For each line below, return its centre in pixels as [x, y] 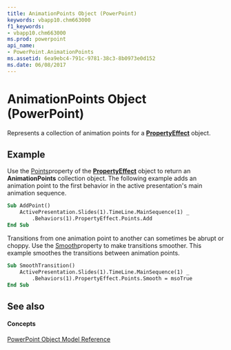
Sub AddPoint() [29, 206]
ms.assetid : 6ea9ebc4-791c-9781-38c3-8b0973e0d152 [81, 59]
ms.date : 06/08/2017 [37, 65]
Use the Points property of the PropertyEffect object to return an [99, 171]
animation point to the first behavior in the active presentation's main [105, 186]
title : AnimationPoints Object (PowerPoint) [72, 13]
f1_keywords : [26, 26]
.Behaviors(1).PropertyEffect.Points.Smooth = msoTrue [112, 278]
